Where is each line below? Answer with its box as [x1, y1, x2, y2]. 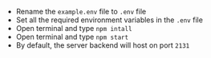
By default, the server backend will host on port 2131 [15, 41, 190, 50]
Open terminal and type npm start [15, 32, 129, 41]
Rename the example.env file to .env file [15, 7, 147, 16]
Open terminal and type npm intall [15, 24, 132, 33]
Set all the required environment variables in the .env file [15, 15, 203, 25]
